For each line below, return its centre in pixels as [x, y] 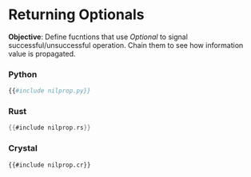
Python [23, 74]
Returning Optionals [76, 15]
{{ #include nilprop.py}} [50, 91]
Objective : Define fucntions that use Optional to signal [98, 37]
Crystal [23, 148]
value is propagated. [42, 53]
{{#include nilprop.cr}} [50, 165]
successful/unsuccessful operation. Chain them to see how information [126, 45]
